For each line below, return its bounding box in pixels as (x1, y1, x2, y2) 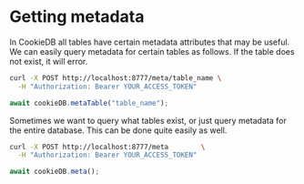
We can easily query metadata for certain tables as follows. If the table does (9, 46, 295, 56)
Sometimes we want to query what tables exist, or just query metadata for (9, 115, 287, 126)
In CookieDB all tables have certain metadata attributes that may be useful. (9, 36, 290, 47)
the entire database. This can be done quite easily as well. (9, 125, 228, 136)
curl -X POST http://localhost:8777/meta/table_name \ (9, 73, 222, 83)
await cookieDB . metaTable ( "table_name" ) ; (9, 98, 169, 107)
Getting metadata (9, 6, 145, 27)
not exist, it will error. (9, 56, 88, 66)
